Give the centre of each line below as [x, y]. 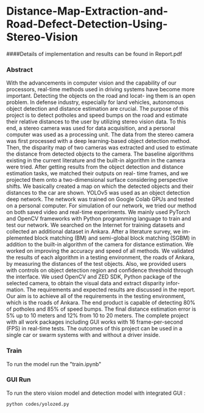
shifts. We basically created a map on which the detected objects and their [100, 186]
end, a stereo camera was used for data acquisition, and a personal [91, 128]
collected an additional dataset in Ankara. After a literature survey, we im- [98, 232]
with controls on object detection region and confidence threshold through [100, 270]
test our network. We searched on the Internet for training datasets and [96, 225]
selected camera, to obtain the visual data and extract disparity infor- [93, 283]
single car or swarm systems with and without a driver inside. [83, 335]
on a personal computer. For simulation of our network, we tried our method [101, 206]
